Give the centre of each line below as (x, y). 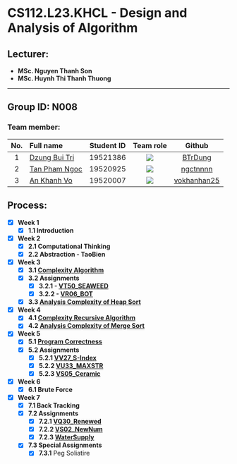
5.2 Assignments (54, 350)
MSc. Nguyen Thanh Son (55, 71)
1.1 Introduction (51, 230)
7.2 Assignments (53, 413)
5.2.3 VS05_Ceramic (69, 373)
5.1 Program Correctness (65, 342)
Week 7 (29, 397)
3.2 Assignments (54, 278)
